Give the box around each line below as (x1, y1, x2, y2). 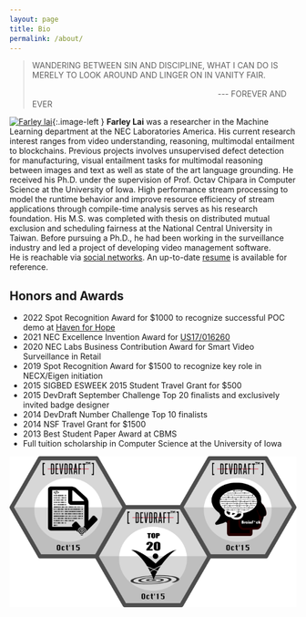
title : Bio (9, 24, 51, 34)
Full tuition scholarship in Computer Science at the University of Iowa (22, 438, 282, 449)
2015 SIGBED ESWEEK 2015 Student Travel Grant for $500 (22, 380, 242, 391)
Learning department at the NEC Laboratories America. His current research (9, 126, 296, 137)
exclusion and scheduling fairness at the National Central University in (9, 223, 273, 234)
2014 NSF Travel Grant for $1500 (22, 419, 147, 430)
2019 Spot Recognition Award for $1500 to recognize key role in (22, 361, 262, 372)
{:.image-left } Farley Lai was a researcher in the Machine (52, 117, 269, 128)
